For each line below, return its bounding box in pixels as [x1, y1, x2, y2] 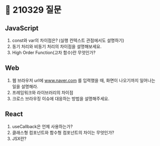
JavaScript [5, 24, 39, 32]
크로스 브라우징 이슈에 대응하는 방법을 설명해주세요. [12, 96, 110, 101]
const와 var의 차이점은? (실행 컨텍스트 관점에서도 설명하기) [12, 37, 125, 43]
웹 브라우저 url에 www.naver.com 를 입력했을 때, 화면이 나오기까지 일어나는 [12, 77, 156, 83]
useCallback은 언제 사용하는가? [12, 123, 73, 129]
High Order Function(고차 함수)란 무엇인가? [12, 49, 96, 55]
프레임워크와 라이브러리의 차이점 [12, 89, 74, 95]
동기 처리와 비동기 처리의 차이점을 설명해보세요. [12, 44, 102, 49]
